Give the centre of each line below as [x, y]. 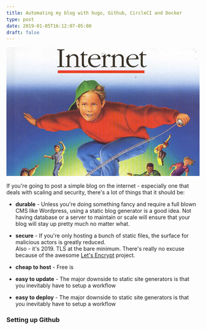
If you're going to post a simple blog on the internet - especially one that [97, 186]
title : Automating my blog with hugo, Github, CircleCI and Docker [94, 13]
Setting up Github [33, 320]
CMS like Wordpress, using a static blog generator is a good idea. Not [103, 211]
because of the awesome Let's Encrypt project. [75, 255]
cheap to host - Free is [44, 267]
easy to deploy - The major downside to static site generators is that [102, 297]
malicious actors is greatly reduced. [60, 242]
